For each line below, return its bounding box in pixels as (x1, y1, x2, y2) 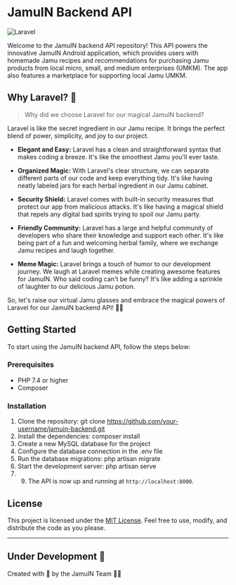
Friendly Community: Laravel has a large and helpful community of (17, 223, 214, 232)
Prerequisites (7, 360, 54, 370)
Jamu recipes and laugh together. (17, 246, 115, 254)
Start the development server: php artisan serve (17, 462, 157, 471)
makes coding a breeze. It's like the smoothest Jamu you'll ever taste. (17, 152, 220, 161)
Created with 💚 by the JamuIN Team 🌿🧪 (7, 569, 122, 578)
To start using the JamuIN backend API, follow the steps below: (7, 343, 191, 351)
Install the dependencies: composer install (17, 432, 140, 441)
